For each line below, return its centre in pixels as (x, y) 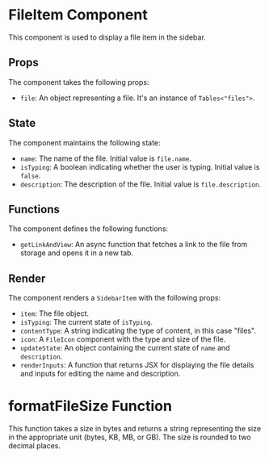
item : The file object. (55, 313)
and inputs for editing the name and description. (100, 374)
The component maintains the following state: (84, 142)
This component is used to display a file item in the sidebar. (107, 37)
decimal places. (34, 446)
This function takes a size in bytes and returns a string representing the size (134, 429)
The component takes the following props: (79, 82)
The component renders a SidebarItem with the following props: (114, 298)
